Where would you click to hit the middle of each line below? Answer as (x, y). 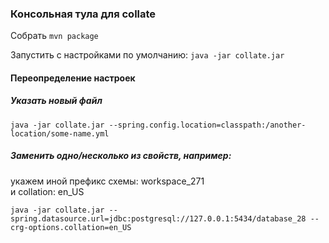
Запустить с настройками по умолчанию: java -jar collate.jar (147, 55)
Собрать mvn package (54, 36)
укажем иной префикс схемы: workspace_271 (107, 181)
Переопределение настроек (73, 78)
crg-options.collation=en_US (71, 227)
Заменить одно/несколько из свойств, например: (121, 156)
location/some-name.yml (60, 133)
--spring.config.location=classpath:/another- (207, 125)
